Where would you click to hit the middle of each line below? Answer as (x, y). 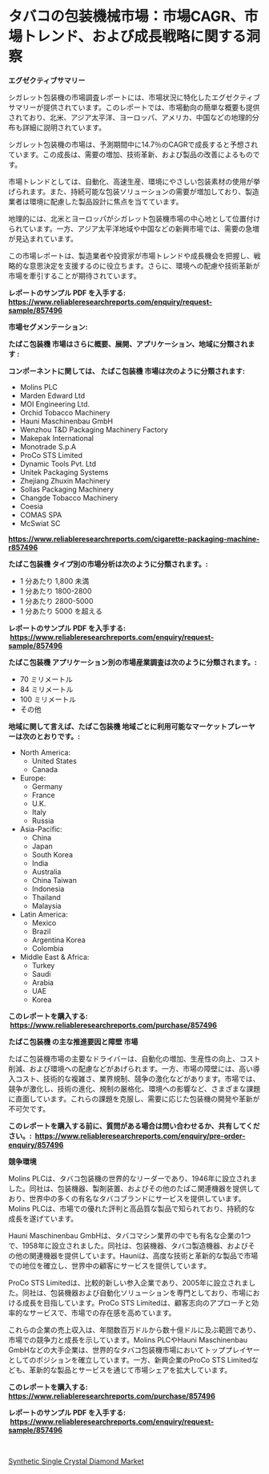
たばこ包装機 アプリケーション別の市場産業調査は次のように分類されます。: (133, 662)
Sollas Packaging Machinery (67, 489)
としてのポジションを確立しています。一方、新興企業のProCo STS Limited (130, 1359)
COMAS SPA (41, 515)
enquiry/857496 (36, 1144)
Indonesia (48, 889)
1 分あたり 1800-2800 (56, 591)
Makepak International (57, 438)
